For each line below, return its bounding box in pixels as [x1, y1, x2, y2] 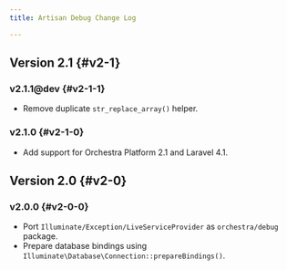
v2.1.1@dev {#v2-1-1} [9, 82, 106, 95]
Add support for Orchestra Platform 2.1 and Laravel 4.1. [22, 147, 229, 158]
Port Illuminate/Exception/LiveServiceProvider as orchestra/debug [22, 221, 279, 233]
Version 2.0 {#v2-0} [9, 173, 128, 188]
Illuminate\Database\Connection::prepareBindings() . [22, 250, 226, 261]
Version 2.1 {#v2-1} [9, 56, 121, 71]
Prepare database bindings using [22, 241, 148, 252]
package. [22, 231, 58, 242]
